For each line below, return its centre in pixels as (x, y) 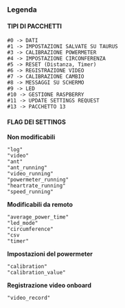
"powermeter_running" (38, 180)
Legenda (22, 10)
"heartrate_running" (37, 186)
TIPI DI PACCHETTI (35, 26)
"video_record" (29, 298)
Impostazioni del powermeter (50, 254)
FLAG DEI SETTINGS (37, 122)
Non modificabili (31, 137)
